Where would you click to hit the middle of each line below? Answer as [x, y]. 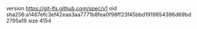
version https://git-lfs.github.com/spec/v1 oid [62, 8]
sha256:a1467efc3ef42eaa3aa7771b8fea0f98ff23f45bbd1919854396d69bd [99, 14]
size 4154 [40, 21]
